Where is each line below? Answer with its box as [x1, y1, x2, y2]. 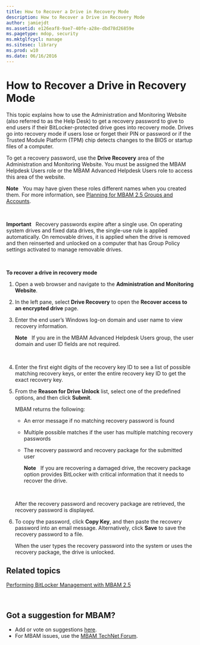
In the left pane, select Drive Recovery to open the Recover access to [14, 298, 187, 306]
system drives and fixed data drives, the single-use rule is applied [6, 227, 168, 234]
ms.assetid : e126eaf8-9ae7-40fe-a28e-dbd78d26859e [6, 25, 135, 32]
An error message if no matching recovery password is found [23, 417, 174, 424]
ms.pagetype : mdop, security [6, 31, 79, 37]
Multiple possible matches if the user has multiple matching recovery [23, 428, 193, 435]
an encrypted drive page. [14, 304, 79, 311]
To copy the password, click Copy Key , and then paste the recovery [14, 518, 182, 525]
